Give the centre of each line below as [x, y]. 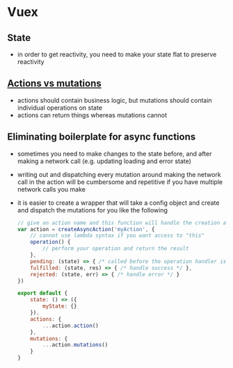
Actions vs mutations [55, 84]
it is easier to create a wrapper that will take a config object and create [118, 203]
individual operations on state [60, 108]
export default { [42, 293]
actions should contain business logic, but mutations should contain [114, 100]
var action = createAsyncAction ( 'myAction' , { [86, 229]
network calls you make [51, 189]
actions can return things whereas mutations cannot [92, 115]
